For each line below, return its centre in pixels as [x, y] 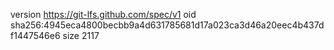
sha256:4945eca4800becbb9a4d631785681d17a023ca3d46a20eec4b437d [167, 25]
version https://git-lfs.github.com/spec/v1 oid [103, 14]
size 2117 [81, 35]
